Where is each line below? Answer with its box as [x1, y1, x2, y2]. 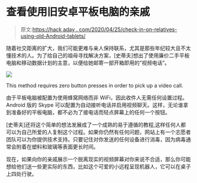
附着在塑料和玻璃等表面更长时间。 [16, 143, 98, 150]
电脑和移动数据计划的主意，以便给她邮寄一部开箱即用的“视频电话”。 [6, 59, 170, 66]
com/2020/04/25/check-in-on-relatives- [79, 26, 178, 33]
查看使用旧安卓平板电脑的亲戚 [6, 5, 151, 19]
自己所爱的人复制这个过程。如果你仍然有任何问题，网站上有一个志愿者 [21, 128, 191, 135]
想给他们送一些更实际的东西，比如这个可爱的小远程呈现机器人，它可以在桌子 [6, 162, 191, 170]
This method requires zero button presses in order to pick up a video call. [6, 82, 184, 89]
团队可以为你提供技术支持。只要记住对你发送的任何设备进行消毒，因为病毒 [6, 135, 186, 143]
